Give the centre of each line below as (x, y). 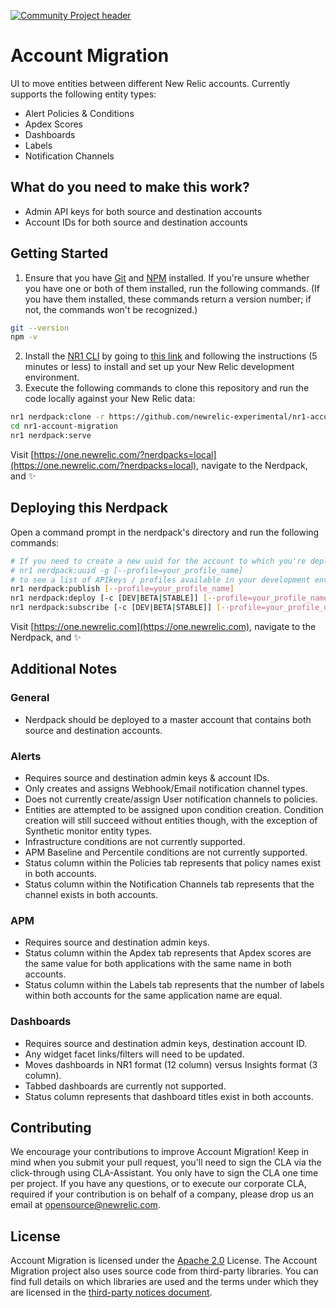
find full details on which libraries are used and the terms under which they (164, 1282)
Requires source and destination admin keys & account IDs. (147, 777)
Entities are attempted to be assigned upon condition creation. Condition (174, 809)
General (30, 698)
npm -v (24, 337)
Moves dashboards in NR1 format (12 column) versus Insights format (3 (171, 1064)
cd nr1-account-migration (64, 426)
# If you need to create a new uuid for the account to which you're (158, 561)
